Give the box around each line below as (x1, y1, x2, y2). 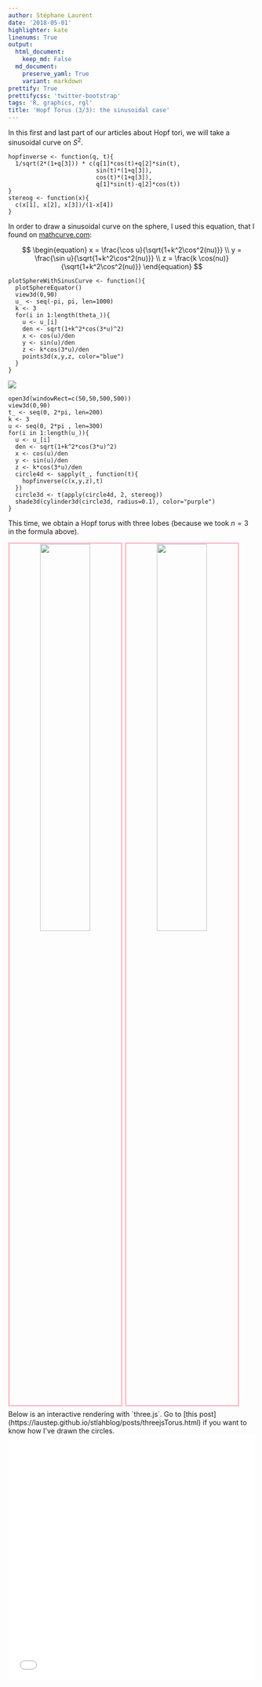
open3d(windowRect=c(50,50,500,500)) (8, 394, 132, 403)
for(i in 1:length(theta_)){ (15, 311, 111, 319)
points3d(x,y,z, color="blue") (22, 352, 125, 360)
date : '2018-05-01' (8, 19, 72, 27)
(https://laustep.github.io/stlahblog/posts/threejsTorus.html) (8, 1418, 202, 1427)
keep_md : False (22, 56, 72, 64)
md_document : (15, 63, 58, 71)
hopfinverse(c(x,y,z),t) (22, 477, 104, 485)
